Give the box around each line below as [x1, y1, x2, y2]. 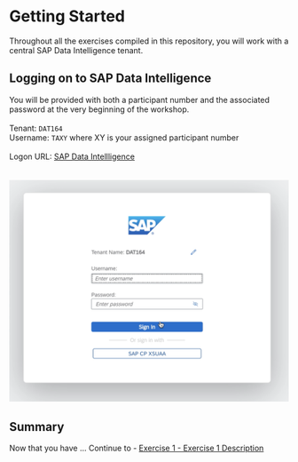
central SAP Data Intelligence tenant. [9, 44, 144, 55]
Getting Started [9, 6, 126, 27]
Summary [9, 419, 65, 434]
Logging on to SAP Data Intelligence [9, 71, 212, 86]
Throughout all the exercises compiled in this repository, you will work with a [9, 36, 289, 46]
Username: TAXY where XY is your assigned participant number [9, 131, 239, 143]
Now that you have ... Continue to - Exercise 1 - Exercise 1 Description [9, 442, 264, 454]
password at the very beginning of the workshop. [9, 104, 190, 115]
